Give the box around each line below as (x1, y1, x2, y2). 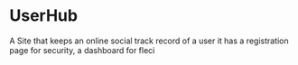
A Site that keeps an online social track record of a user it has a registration (9, 35, 289, 46)
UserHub (9, 5, 79, 26)
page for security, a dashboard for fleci (9, 44, 155, 55)
